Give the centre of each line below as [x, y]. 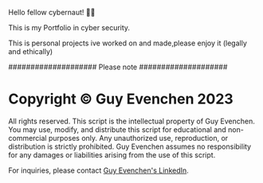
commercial [27, 138]
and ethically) [31, 51]
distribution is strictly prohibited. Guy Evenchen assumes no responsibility [130, 146]
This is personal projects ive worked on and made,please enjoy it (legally [128, 43]
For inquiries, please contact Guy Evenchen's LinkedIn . [98, 170]
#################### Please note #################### [118, 67]
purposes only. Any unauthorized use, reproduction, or [138, 138]
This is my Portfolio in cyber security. [69, 27]
